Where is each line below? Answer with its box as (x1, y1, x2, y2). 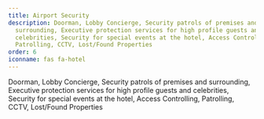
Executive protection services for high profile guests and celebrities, (8, 85, 229, 95)
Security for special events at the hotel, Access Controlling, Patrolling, (8, 94, 234, 103)
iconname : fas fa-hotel (8, 56, 86, 64)
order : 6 (8, 48, 37, 56)
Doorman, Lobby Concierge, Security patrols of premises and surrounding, (8, 76, 251, 87)
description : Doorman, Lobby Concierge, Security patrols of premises (8, 19, 244, 27)
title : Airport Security (8, 11, 90, 20)
